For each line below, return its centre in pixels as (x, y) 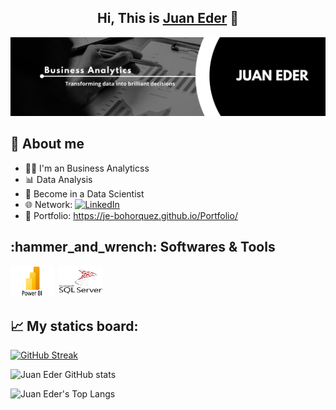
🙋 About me (47, 144)
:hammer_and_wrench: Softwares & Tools (143, 247)
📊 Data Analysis (58, 179)
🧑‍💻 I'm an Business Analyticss (87, 168)
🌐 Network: (48, 204)
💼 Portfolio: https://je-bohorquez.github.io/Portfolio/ (131, 215)
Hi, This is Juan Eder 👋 (168, 18)
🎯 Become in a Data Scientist (84, 193)
